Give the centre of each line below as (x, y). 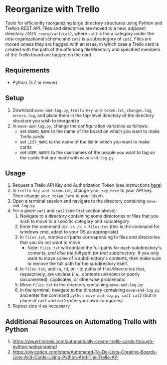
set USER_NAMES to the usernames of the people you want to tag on (87, 152)
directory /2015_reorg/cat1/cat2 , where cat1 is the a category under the (80, 33)
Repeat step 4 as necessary (41, 306)
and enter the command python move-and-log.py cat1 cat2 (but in (88, 295)
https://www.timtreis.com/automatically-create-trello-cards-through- (83, 342)
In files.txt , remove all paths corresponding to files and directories (90, 237)
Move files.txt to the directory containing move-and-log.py (81, 285)
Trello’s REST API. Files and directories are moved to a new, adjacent (76, 28)
